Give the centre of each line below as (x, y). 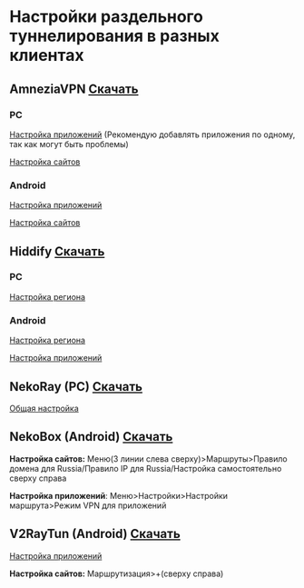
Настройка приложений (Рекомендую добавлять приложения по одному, (152, 135)
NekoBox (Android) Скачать (91, 437)
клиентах (47, 55)
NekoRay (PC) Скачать (76, 387)
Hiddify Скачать (57, 251)
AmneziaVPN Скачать (74, 89)
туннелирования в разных (114, 36)
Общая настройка (44, 408)
